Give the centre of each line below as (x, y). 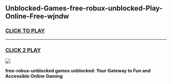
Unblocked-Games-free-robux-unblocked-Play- (84, 8)
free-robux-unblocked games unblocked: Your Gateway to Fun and (78, 70)
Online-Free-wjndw (37, 17)
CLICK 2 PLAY (23, 50)
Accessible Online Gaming (34, 76)
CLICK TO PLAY (25, 31)
